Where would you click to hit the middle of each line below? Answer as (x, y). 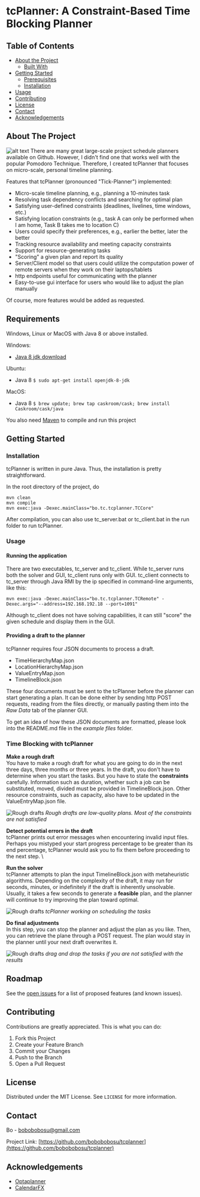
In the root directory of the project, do (53, 487)
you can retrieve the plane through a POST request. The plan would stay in (98, 935)
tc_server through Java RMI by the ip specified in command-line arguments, (100, 582)
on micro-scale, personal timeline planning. (60, 170)
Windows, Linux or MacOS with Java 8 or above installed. (77, 333)
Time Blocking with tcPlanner (50, 743)
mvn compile (21, 503)
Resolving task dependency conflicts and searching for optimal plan (99, 199)
